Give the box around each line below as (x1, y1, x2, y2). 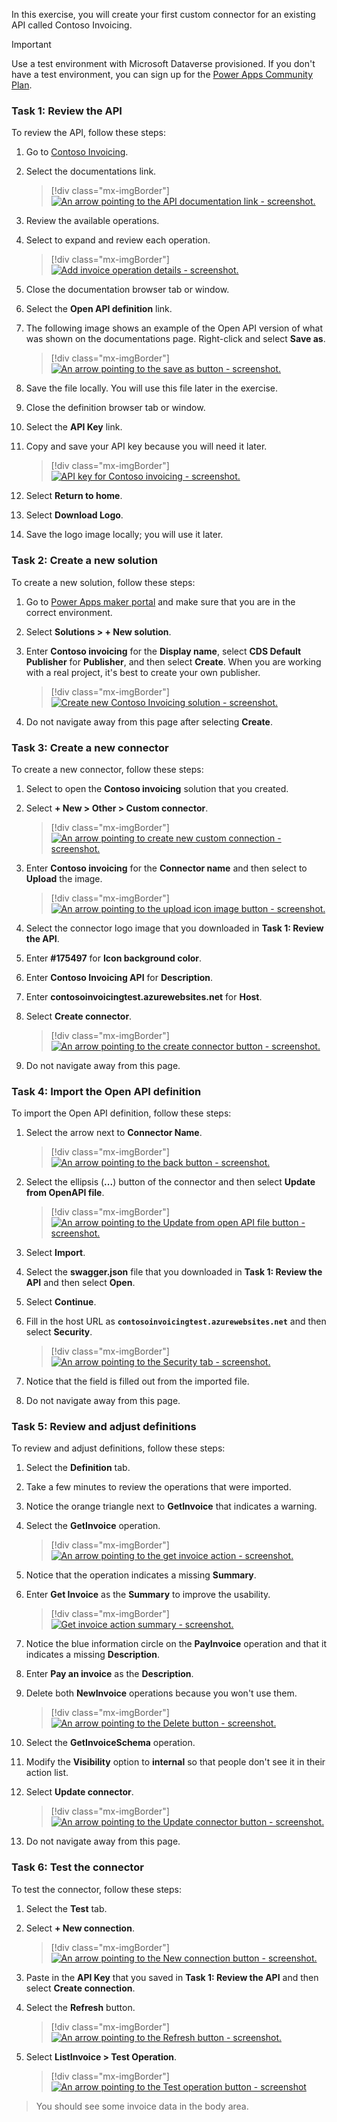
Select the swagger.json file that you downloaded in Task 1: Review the (25, 1266, 323, 1278)
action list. (25, 1767, 69, 1779)
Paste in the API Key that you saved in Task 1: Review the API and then (25, 1971, 319, 1983)
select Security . (25, 1326, 93, 1338)
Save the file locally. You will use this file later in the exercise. (25, 382, 278, 394)
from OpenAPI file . (25, 1187, 105, 1199)
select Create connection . (25, 1982, 136, 1994)
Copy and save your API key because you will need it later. (25, 440, 268, 453)
